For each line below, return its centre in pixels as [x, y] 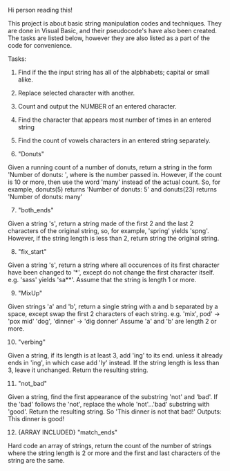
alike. [26, 80]
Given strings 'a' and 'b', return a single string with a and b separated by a [113, 306]
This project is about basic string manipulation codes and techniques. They [115, 23]
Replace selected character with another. [76, 93]
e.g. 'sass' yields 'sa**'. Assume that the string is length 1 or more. [102, 280]
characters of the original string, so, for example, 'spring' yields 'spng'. [108, 231]
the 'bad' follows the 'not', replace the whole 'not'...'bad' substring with [109, 404]
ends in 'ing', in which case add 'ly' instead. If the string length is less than [114, 363]
